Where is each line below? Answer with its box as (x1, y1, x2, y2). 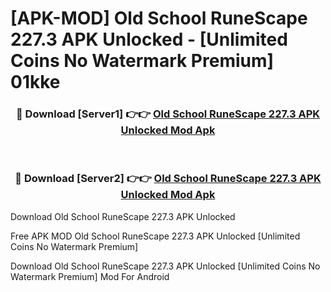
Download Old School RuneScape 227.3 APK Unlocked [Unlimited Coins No (10, 260, 321, 272)
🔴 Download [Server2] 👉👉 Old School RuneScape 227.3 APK (14, 172, 322, 186)
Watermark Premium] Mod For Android (10, 270, 170, 282)
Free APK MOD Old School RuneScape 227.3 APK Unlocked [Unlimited (10, 230, 301, 242)
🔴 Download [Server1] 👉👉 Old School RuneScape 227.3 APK (15, 107, 321, 121)
